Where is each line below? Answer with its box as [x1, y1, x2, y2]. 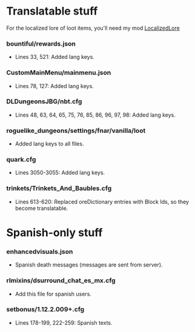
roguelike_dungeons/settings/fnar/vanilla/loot [6, 126, 146, 135]
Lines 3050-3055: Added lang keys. [15, 169, 105, 177]
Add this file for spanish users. [15, 290, 92, 297]
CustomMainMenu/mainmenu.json [6, 69, 111, 77]
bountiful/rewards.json [6, 39, 76, 48]
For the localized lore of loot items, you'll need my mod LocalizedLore [6, 24, 180, 32]
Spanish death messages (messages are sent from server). [15, 261, 163, 268]
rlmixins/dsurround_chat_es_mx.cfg [6, 276, 116, 285]
